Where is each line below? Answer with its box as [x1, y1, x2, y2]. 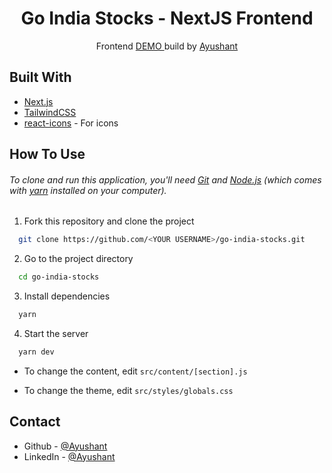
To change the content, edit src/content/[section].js [23, 365, 248, 377]
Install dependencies [23, 290, 111, 302]
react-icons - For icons [23, 117, 119, 129]
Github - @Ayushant [23, 440, 108, 452]
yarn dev [18, 347, 55, 357]
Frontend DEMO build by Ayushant [95, 40, 239, 52]
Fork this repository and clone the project [23, 215, 195, 227]
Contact [9, 413, 61, 431]
